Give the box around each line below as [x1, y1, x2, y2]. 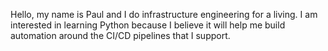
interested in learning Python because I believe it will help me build [10, 19, 286, 31]
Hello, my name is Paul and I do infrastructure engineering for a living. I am [10, 9, 318, 20]
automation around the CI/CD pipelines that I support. [10, 30, 231, 41]
